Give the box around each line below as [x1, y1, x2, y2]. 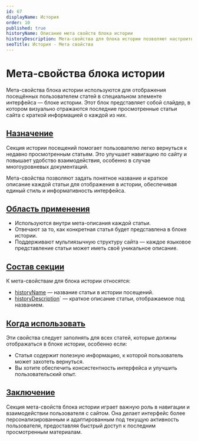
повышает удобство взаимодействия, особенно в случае [6, 157, 151, 164]
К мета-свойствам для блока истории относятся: [6, 278, 131, 285]
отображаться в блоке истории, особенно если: [6, 340, 128, 348]
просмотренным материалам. [6, 428, 82, 435]
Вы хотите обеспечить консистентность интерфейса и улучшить [14, 364, 178, 371]
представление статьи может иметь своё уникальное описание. [14, 245, 179, 252]
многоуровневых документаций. [6, 163, 89, 170]
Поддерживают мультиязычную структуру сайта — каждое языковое [14, 238, 192, 245]
